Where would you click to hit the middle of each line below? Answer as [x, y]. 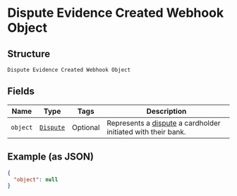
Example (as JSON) [50, 157]
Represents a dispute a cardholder [164, 123]
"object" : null [36, 179]
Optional [86, 127]
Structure [29, 54]
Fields [21, 92]
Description [166, 111]
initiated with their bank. [146, 131]
